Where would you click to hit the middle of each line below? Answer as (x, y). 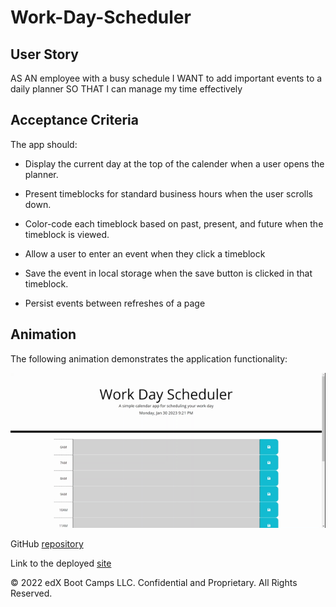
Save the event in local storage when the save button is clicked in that (168, 273)
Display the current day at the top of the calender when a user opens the (174, 163)
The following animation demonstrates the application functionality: (149, 358)
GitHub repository (47, 544)
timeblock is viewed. (67, 234)
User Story (44, 54)
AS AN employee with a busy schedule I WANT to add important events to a (166, 78)
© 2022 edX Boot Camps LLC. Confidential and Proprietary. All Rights (154, 583)
